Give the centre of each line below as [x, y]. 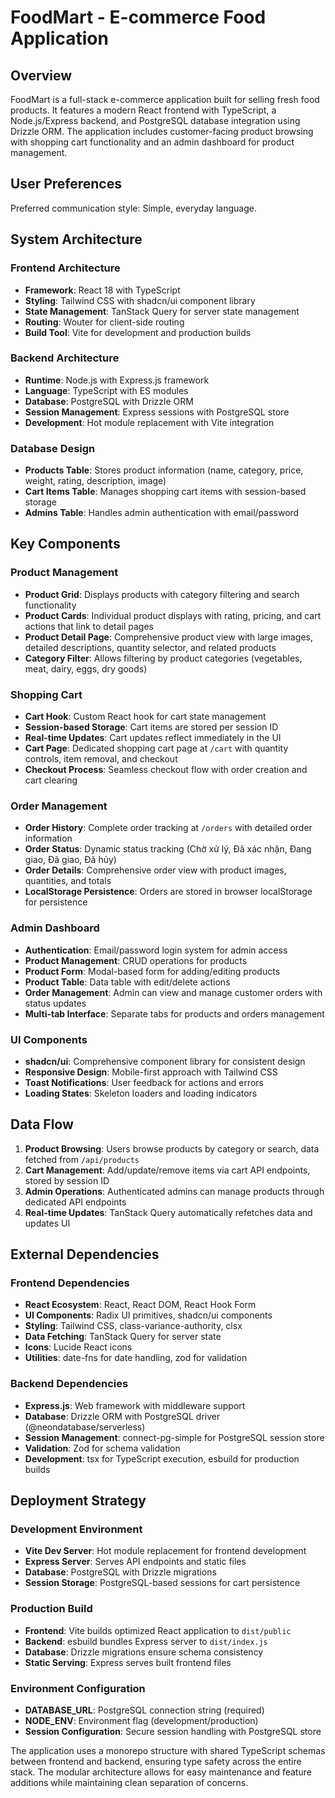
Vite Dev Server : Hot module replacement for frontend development [165, 1551]
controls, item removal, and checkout [101, 759]
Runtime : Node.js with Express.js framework [117, 380]
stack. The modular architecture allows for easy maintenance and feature [161, 1772]
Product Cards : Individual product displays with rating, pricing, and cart [173, 615]
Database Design [53, 448]
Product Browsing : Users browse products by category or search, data [172, 1148]
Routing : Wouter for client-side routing [104, 322]
